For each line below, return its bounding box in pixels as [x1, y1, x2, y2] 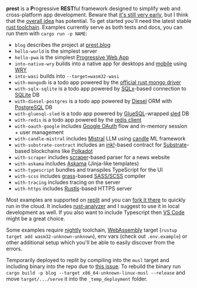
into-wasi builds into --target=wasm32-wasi [14, 73, 119, 79]
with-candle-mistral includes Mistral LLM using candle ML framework [14, 135, 186, 142]
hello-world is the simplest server [14, 48, 98, 55]
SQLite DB [14, 91, 40, 98]
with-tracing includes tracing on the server [14, 179, 121, 186]
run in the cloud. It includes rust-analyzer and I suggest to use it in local [6, 203, 180, 209]
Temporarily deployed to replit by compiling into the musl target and [6, 257, 169, 263]
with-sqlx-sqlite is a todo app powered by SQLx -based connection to [14, 85, 186, 92]
